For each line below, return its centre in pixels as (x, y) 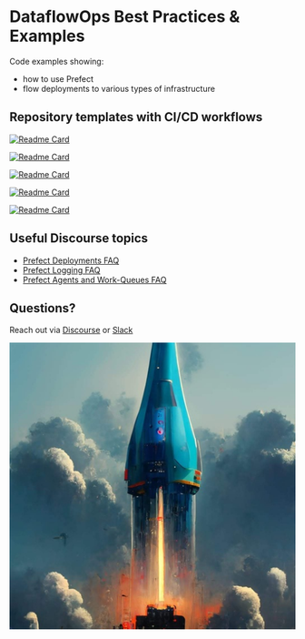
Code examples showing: (57, 61)
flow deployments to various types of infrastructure (119, 88)
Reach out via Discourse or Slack (71, 330)
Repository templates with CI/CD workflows (136, 117)
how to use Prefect (58, 78)
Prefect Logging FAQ (61, 269)
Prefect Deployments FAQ (71, 260)
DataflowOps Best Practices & (125, 17)
